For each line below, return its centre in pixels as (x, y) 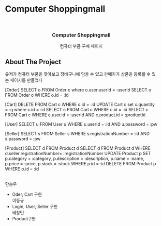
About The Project (33, 62)
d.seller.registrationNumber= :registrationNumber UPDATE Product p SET (78, 154)
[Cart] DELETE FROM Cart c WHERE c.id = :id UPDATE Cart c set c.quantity (80, 104)
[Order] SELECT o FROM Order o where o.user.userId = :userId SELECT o (78, 90)
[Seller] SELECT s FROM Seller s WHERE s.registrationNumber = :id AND (77, 134)
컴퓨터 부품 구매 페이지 (81, 46)
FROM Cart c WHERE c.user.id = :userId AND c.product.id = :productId (75, 115)
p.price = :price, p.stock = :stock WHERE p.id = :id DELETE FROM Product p (81, 164)
